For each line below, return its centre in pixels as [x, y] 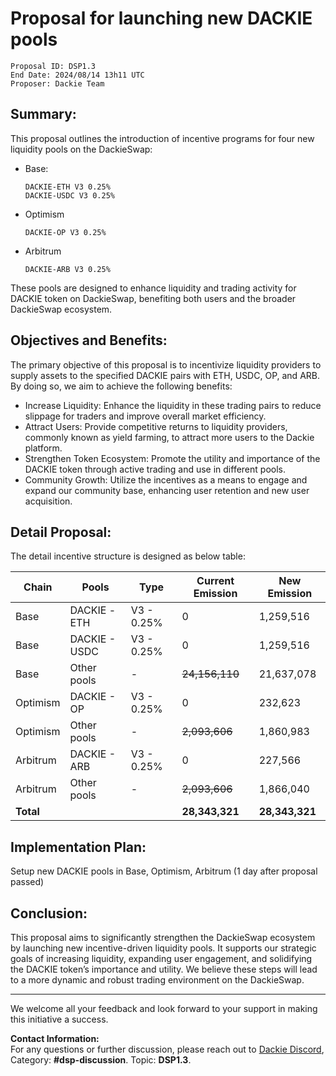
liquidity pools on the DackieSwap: [81, 149]
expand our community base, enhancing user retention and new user [167, 490]
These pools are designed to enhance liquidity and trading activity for [153, 288]
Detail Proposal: [61, 532]
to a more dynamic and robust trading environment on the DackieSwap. [157, 980]
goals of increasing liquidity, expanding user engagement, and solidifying [161, 958]
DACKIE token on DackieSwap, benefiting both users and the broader [153, 298]
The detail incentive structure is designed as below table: [128, 556]
